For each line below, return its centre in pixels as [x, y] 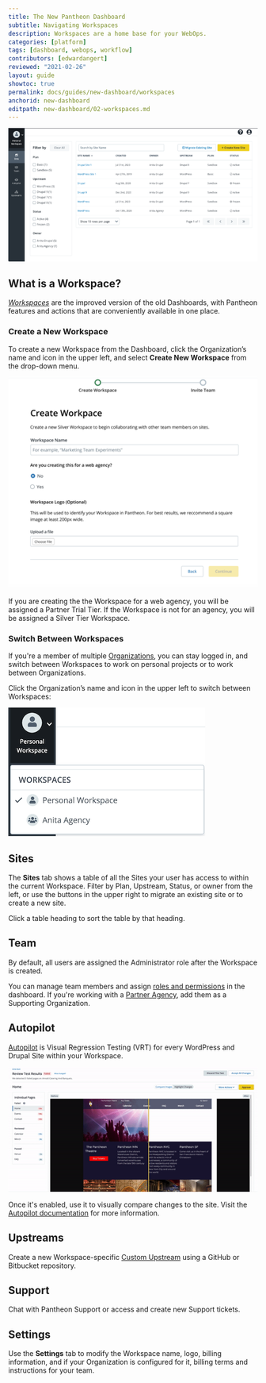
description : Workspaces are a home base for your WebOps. [108, 33]
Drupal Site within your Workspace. [66, 1055]
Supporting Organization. [49, 1003]
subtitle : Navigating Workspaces [63, 25]
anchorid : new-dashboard [49, 100]
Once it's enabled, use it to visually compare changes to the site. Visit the [128, 1204]
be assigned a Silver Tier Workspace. [69, 618]
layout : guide [32, 75]
